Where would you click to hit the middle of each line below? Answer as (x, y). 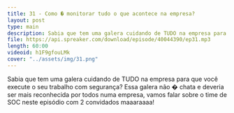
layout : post (26, 20)
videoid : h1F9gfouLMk (39, 53)
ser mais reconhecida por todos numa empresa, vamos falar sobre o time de (117, 94)
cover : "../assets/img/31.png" (53, 59)
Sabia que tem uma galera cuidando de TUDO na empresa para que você (113, 79)
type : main (23, 27)
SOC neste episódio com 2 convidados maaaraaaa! (81, 102)
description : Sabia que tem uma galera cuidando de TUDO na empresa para (117, 33)
